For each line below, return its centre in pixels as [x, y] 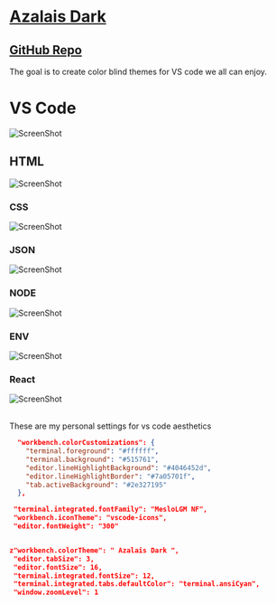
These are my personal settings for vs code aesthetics [110, 426]
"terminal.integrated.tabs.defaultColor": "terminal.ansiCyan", [136, 584]
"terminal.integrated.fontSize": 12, [84, 576]
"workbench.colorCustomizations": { [86, 443]
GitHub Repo [46, 50]
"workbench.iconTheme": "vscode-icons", [90, 518]
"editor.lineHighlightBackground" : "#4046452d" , [119, 467]
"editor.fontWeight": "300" [66, 526]
